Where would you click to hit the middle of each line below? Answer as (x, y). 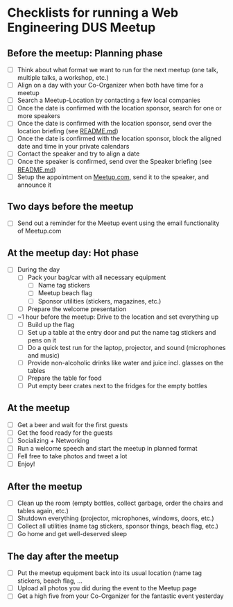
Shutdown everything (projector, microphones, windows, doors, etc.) (115, 518)
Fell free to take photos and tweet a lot (72, 456)
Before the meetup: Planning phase (85, 53)
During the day (38, 269)
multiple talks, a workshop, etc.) (63, 78)
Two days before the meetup (70, 206)
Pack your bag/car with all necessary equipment (97, 277)
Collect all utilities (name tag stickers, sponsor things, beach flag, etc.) (118, 526)
